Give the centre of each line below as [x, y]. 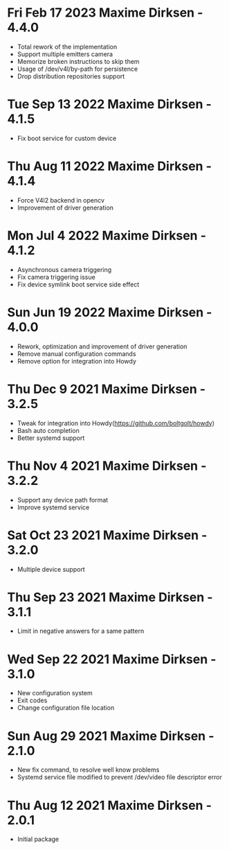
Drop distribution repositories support [71, 76]
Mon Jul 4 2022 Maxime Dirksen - [107, 236]
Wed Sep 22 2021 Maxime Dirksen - [112, 659]
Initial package [38, 839]
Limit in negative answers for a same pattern [81, 631]
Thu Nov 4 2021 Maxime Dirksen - [107, 466]
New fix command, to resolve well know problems [88, 770]
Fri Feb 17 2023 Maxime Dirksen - [105, 13]
